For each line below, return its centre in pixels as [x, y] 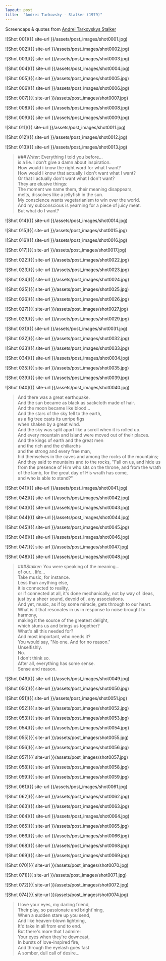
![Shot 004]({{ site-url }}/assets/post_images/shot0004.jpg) [67, 68]
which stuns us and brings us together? [59, 625]
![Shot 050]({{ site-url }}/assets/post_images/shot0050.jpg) [67, 688]
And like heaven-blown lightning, [52, 920]
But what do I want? [38, 210]
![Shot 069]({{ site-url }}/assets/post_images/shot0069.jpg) [67, 855]
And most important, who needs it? [54, 636]
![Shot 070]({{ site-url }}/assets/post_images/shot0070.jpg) [67, 865]
